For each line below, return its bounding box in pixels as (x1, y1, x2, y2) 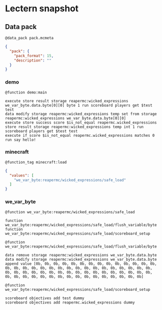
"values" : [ (9, 173, 34, 178)
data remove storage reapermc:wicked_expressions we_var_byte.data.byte (5, 252, 157, 257)
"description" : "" (14, 58, 52, 63)
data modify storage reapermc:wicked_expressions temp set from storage (5, 111, 157, 116)
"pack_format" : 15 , (14, 53, 54, 58)
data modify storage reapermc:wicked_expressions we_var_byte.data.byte (5, 257, 157, 262)
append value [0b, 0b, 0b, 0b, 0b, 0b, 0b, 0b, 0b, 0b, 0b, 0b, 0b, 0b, (5, 261, 157, 266)
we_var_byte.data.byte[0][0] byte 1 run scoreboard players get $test (5, 103, 153, 108)
